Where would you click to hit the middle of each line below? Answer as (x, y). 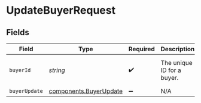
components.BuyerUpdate (86, 91)
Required (142, 49)
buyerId (20, 70)
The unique (176, 63)
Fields (18, 32)
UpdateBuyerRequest (61, 10)
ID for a (171, 70)
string (57, 70)
